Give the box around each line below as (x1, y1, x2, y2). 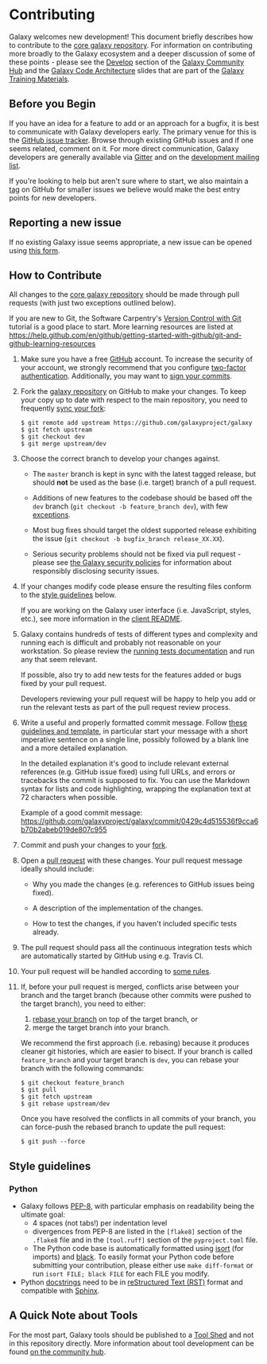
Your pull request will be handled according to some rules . (20, 967, 211, 976)
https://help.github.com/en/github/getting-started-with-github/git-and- (9, 330, 242, 340)
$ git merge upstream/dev (20, 440, 106, 448)
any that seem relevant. (20, 655, 98, 664)
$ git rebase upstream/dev (20, 1100, 110, 1108)
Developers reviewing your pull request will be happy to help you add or (20, 694, 257, 703)
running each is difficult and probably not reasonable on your (20, 638, 222, 648)
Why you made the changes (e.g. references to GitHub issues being (32, 879, 255, 889)
